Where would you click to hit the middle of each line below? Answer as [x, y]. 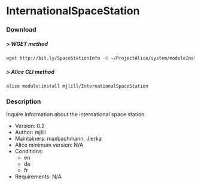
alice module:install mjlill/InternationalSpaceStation [77, 86]
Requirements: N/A [38, 176]
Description [24, 101]
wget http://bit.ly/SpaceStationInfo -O [57, 58]
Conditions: [29, 151]
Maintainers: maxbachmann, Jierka [58, 139]
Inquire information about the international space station [75, 114]
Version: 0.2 [30, 126]
